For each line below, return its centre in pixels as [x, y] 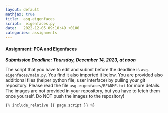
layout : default [22, 10]
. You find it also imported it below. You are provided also [104, 75]
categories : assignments [31, 33]
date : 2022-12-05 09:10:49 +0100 [42, 28]
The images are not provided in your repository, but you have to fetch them [83, 91]
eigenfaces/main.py [26, 75]
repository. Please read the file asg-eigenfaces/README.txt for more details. [83, 86]
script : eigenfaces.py [30, 24]
